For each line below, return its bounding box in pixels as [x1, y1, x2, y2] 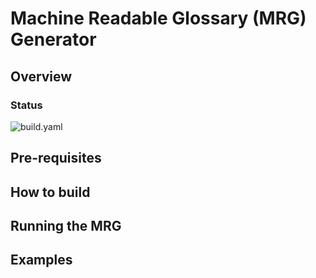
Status [10, 98, 43, 112]
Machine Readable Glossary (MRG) [10, 7, 307, 30]
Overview [10, 68, 73, 85]
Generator [10, 28, 97, 51]
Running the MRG [10, 218, 122, 235]
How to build [10, 183, 91, 201]
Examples [10, 252, 73, 269]
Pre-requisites [10, 150, 102, 167]
